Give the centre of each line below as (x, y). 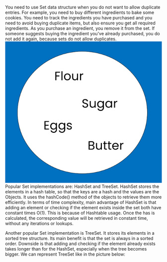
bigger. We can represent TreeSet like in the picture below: (65, 254)
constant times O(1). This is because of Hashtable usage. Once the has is (80, 213)
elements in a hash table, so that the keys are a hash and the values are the (82, 192)
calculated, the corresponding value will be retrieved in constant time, (77, 218)
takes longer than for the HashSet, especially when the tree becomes (76, 249)
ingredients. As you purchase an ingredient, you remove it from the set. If (80, 28)
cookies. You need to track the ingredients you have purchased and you (79, 18)
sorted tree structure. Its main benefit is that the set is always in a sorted (79, 239)
